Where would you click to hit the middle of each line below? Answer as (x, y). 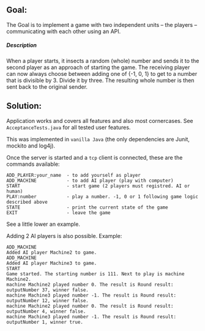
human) (15, 191)
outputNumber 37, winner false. (47, 290)
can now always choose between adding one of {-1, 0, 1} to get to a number (102, 73)
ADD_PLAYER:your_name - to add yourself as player (73, 175)
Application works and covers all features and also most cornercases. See (100, 121)
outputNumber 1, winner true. (45, 322)
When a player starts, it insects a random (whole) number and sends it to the (103, 61)
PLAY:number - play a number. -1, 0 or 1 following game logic (102, 196)
